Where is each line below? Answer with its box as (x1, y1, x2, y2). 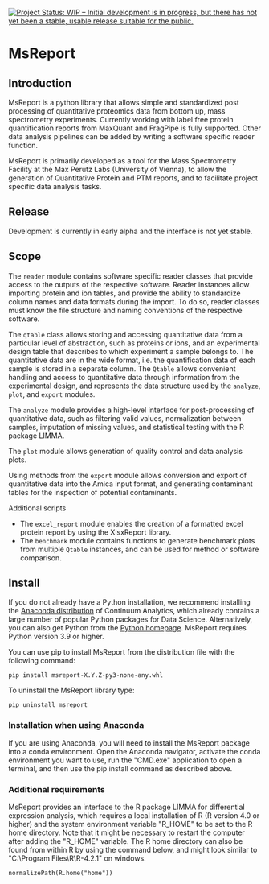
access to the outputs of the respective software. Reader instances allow (8, 279, 251, 289)
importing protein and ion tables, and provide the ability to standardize (8, 288, 241, 298)
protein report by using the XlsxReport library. (19, 527, 172, 537)
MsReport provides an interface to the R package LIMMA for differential (8, 802, 245, 812)
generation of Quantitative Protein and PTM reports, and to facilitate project (8, 173, 259, 183)
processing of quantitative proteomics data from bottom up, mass (8, 106, 226, 116)
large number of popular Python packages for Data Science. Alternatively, (8, 614, 253, 624)
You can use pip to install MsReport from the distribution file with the (8, 647, 235, 657)
